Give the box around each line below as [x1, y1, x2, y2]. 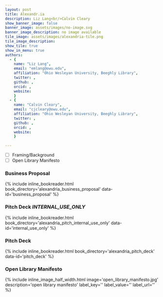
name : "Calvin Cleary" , [14, 102, 62, 107]
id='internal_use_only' [5, 225, 49, 231]
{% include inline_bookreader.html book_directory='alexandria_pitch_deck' [5, 248, 155, 254]
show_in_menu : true [5, 48, 45, 53]
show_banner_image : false [5, 20, 57, 26]
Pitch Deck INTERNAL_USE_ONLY [5, 203, 86, 210]
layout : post [5, 7, 32, 12]
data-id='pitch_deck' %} [5, 254, 54, 259]
